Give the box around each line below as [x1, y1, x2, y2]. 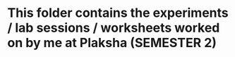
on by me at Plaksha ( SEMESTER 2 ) [7, 35, 217, 51]
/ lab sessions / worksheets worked [7, 20, 220, 36]
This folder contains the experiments [7, 5, 229, 21]
